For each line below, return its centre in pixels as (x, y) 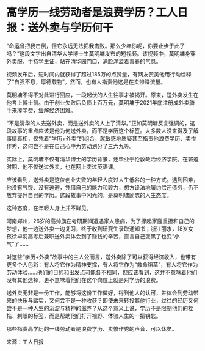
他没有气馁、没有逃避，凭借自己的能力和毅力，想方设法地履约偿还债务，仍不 (103, 187)
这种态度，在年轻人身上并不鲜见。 (49, 208)
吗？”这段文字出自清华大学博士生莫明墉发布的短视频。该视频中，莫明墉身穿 (101, 53)
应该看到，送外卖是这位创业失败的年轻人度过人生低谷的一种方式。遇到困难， (103, 179)
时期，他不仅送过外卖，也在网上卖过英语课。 (63, 166)
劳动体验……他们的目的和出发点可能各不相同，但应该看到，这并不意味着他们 (102, 272)
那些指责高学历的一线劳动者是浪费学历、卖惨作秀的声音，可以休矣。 (92, 328)
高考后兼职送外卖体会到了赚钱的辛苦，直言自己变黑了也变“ (101, 236)
